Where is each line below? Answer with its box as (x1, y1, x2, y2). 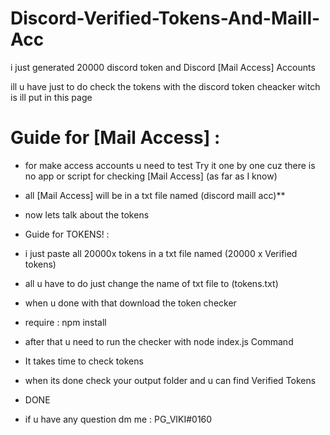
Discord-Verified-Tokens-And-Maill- (10, 7, 321, 30)
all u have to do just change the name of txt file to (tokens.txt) (24, 277, 279, 289)
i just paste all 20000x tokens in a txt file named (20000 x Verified (24, 247, 298, 259)
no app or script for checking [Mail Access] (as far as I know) (24, 170, 278, 182)
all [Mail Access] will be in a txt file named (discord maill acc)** (24, 189, 286, 201)
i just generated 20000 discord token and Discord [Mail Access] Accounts (10, 61, 316, 73)
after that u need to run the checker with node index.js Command (24, 335, 294, 347)
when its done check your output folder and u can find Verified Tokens (24, 374, 317, 386)
